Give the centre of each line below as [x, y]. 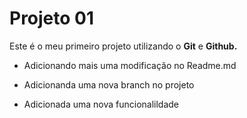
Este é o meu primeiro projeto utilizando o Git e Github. [123, 46]
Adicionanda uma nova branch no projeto [109, 84]
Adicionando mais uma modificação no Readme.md [130, 65]
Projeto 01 [52, 18]
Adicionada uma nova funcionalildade [101, 104]
